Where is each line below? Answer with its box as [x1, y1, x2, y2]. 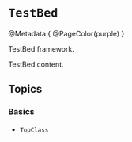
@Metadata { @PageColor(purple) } [8, 29, 125, 38]
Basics [8, 106, 35, 117]
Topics [8, 83, 43, 96]
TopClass [19, 125, 49, 134]
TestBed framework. [8, 44, 75, 53]
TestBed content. [8, 59, 65, 69]
